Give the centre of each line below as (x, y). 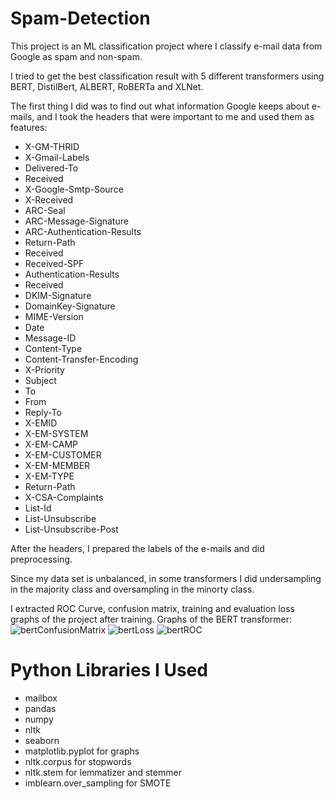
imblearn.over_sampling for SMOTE (98, 783)
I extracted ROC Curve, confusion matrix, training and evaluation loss (152, 608)
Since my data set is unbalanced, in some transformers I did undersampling (166, 578)
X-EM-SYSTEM (56, 433)
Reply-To (43, 412)
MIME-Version (54, 316)
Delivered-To (51, 168)
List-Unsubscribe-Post (71, 529)
